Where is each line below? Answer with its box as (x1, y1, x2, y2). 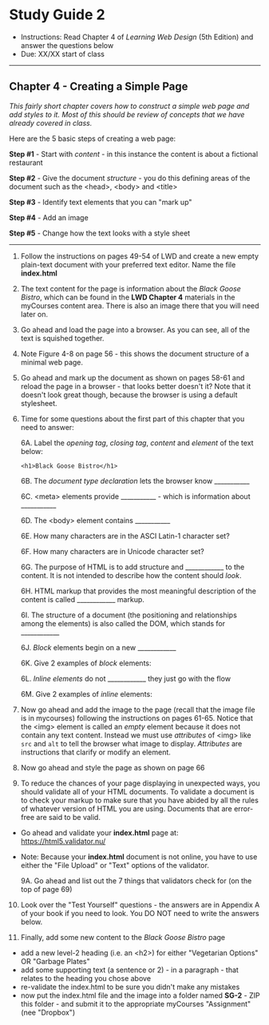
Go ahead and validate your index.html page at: (20, 827, 179, 838)
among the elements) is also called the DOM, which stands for (20, 618, 226, 628)
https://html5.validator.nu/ (20, 836, 106, 846)
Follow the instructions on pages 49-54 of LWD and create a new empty (20, 251, 259, 261)
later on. (20, 309, 49, 319)
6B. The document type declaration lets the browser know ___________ (20, 476, 250, 485)
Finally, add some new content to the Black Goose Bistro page (20, 932, 226, 942)
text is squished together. (20, 333, 105, 343)
